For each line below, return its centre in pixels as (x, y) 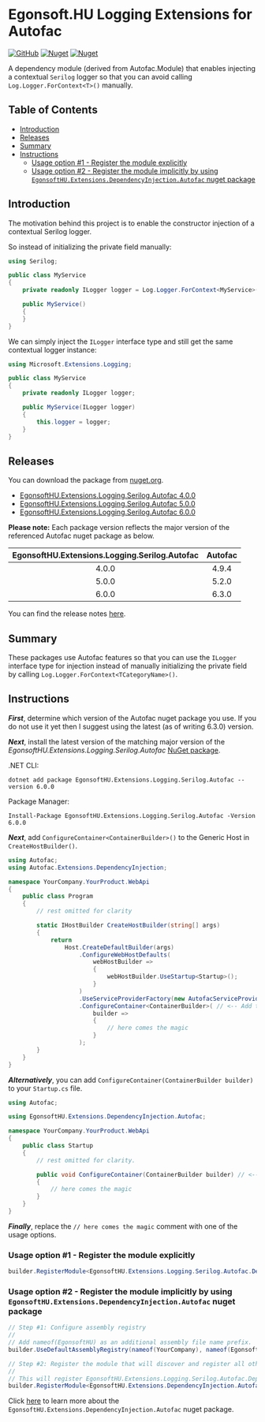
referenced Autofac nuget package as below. (82, 536)
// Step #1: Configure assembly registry (77, 1328)
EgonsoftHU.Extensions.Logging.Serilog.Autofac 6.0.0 (107, 512)
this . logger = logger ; (74, 422)
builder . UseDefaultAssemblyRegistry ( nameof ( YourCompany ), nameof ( (119, 1349)
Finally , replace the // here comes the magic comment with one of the (123, 1226)
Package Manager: (39, 801)
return (61, 940)
